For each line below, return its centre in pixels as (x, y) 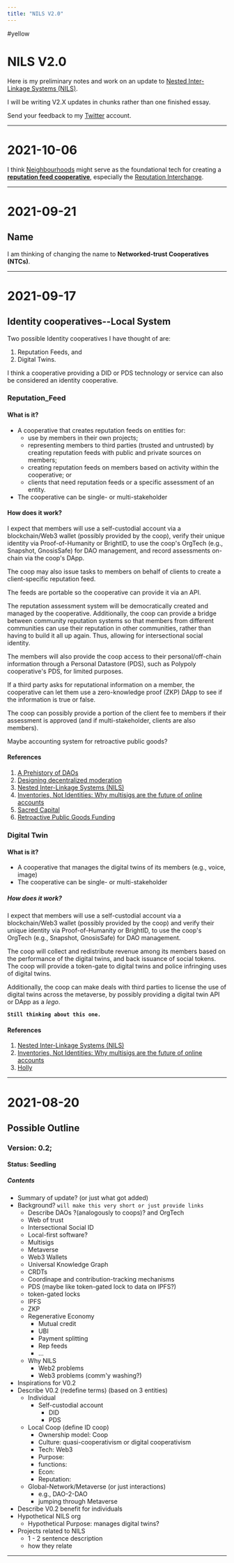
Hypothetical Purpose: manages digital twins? (93, 1524)
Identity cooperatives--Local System (89, 322)
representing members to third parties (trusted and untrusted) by (121, 445)
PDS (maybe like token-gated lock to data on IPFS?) (102, 1287)
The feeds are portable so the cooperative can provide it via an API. (104, 592)
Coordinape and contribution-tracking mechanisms (101, 1279)
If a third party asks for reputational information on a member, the (101, 684)
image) (28, 875)
